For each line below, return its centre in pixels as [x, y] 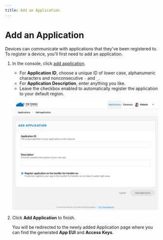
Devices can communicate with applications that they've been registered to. [81, 48]
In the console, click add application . [49, 63]
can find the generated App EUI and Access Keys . [63, 232]
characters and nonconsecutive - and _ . [59, 78]
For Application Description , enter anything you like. [72, 83]
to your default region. [42, 93]
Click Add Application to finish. [44, 218]
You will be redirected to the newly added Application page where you [82, 227]
